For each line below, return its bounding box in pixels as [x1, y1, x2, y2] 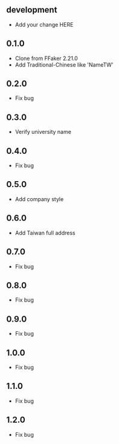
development [6, 5, 57, 15]
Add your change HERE [14, 21, 74, 28]
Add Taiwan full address [14, 229, 76, 236]
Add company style [14, 195, 64, 202]
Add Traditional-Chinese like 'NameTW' [14, 61, 114, 68]
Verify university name [14, 128, 71, 136]
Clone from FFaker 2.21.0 [14, 55, 79, 62]
